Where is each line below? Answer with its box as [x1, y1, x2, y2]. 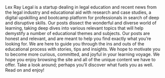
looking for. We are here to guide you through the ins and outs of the [5, 41, 145, 46]
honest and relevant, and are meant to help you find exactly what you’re [5, 36, 152, 41]
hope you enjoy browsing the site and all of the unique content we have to [5, 57, 156, 62]
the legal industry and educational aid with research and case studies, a [5, 9, 152, 15]
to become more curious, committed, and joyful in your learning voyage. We [5, 51, 160, 57]
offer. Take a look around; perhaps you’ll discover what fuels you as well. [5, 62, 154, 68]
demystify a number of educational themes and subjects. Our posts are [5, 31, 150, 36]
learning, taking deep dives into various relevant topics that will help [5, 25, 144, 31]
